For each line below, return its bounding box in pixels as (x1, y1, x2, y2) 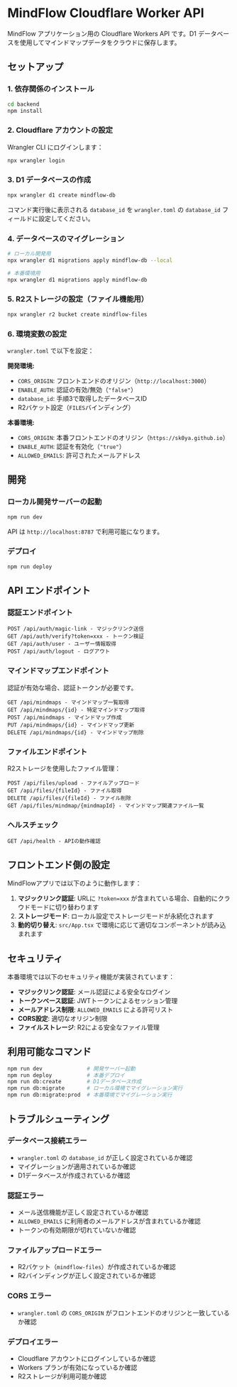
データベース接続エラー (7, 1136, 87, 1146)
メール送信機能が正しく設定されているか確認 (17, 1208, 149, 1217)
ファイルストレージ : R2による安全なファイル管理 (17, 1023, 160, 1032)
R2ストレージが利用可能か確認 (17, 1371, 107, 1381)
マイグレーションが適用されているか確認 (17, 1162, 136, 1171)
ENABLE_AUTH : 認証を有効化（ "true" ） (17, 442, 126, 451)
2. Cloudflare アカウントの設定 (7, 126, 114, 136)
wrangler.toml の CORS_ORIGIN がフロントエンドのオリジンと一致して (17, 1308, 218, 1317)
